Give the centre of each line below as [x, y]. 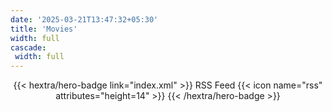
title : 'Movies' [44, 29]
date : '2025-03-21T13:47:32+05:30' [84, 19]
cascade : [28, 47]
